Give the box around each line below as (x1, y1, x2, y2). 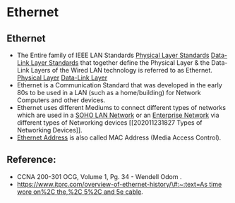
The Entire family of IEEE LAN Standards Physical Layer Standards (16, 51, 210, 59)
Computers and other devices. (16, 96, 106, 104)
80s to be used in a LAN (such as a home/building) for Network (16, 89, 202, 97)
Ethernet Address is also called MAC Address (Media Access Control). (16, 133, 222, 142)
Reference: (6, 154, 56, 166)
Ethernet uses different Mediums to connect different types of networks (16, 104, 227, 111)
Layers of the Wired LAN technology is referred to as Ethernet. (30, 66, 213, 74)
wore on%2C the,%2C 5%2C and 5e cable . (16, 187, 144, 196)
